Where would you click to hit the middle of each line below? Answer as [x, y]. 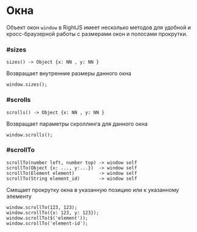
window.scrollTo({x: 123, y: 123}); [53, 213]
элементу [19, 196]
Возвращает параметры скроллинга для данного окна [77, 124]
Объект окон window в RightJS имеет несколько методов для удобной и [99, 27]
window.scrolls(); [29, 135]
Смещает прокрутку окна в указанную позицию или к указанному [93, 189]
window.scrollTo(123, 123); [42, 207]
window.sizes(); [27, 85]
